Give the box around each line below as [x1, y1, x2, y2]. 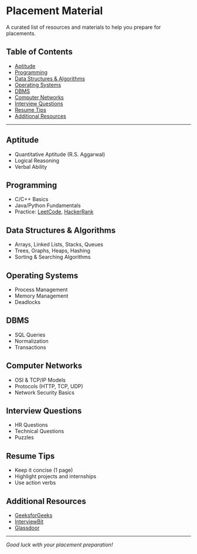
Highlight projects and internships [14, 473, 97, 480]
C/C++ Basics [14, 196, 49, 203]
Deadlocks [14, 299, 41, 305]
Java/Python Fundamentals [14, 202, 81, 209]
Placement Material [6, 4, 103, 18]
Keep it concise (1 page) [14, 466, 73, 474]
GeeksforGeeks [14, 512, 53, 519]
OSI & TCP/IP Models [14, 376, 66, 383]
